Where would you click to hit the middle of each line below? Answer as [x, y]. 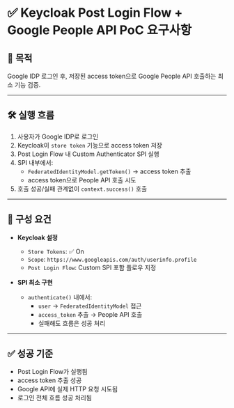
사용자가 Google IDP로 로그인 [58, 136]
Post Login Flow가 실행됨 [53, 372]
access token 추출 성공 [49, 380]
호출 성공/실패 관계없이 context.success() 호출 [82, 189]
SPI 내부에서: [35, 162]
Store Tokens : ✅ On [56, 251]
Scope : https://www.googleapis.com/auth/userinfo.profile [112, 259]
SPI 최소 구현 [35, 282]
